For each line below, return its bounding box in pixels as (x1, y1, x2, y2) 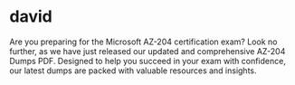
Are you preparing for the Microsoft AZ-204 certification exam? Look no (9, 36, 278, 47)
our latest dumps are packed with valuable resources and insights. (9, 65, 257, 76)
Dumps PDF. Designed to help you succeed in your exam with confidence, (9, 55, 287, 66)
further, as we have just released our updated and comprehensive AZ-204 (9, 45, 286, 56)
